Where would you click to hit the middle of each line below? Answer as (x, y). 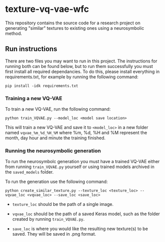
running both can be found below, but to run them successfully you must (79, 66)
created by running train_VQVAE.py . (48, 219)
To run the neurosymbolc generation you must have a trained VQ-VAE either (82, 162)
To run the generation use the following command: (56, 181)
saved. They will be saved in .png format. (54, 234)
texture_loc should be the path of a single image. (63, 204)
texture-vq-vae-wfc (47, 9)
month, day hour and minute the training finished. (55, 138)
